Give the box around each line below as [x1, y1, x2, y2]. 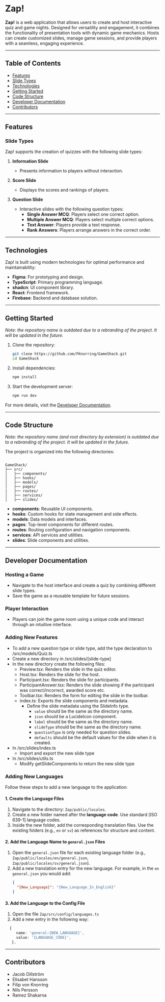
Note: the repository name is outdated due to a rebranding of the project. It [5, 327, 157, 333]
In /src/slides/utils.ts [12, 755, 54, 761]
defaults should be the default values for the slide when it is [34, 734, 157, 740]
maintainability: [5, 265, 36, 271]
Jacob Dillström [12, 971, 44, 977]
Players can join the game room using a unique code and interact [12, 616, 144, 622]
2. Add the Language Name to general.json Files [5, 839, 106, 844]
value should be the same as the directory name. [34, 708, 134, 714]
